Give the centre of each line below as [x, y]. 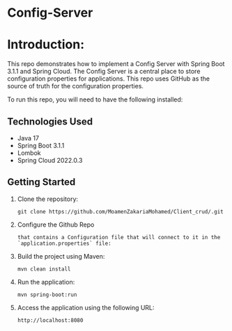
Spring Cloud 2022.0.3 [50, 160]
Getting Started [41, 182]
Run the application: [46, 282]
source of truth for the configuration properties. [76, 86]
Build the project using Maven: [61, 256]
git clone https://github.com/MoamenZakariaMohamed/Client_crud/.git [121, 211]
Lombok [29, 153]
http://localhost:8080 [50, 320]
